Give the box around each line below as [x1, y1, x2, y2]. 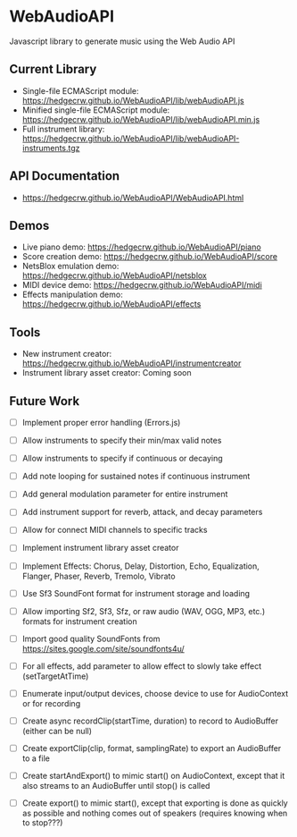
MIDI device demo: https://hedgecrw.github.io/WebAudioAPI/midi [21, 280, 263, 291]
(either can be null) [21, 725, 92, 736]
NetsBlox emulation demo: [21, 261, 120, 272]
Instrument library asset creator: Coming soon [21, 368, 192, 378]
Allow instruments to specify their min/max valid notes [21, 435, 222, 446]
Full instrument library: [21, 123, 105, 134]
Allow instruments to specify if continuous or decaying [21, 453, 223, 464]
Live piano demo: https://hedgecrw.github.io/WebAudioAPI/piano [21, 241, 261, 252]
